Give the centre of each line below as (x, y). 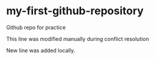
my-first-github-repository (75, 11)
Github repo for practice (36, 27)
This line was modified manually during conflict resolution (77, 39)
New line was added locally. (41, 50)
